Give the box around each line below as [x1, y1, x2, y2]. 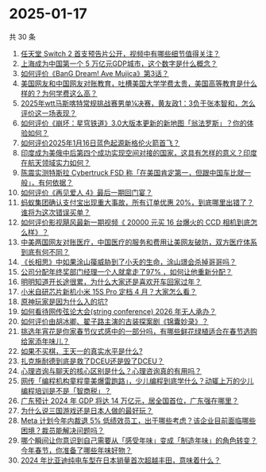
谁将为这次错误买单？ [20, 207, 91, 217]
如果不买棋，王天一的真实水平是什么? [20, 346, 143, 355]
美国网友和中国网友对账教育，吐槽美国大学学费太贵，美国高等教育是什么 [20, 79, 257, 88]
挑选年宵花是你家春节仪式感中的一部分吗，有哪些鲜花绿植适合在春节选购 [20, 326, 257, 336]
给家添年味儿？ [20, 336, 70, 346]
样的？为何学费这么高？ [20, 88, 98, 98]
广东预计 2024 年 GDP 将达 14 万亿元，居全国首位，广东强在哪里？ [20, 396, 239, 405]
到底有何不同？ [20, 247, 70, 256]
